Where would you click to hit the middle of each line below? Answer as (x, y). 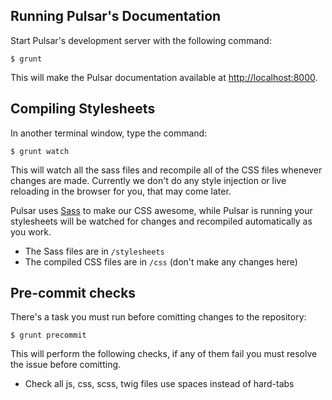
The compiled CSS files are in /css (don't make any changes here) (161, 261)
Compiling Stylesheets (83, 109)
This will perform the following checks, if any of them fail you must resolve (164, 354)
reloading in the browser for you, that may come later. (121, 191)
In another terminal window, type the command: (109, 133)
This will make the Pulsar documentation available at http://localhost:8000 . (164, 77)
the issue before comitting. (66, 365)
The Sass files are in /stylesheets (94, 251)
